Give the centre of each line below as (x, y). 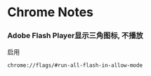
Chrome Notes (50, 12)
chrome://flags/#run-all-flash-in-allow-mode (75, 65)
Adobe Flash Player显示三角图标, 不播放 (75, 36)
